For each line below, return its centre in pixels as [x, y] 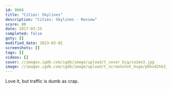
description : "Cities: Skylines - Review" [51, 19]
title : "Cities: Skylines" [34, 15]
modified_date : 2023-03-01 [34, 43]
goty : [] [15, 39]
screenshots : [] [23, 48]
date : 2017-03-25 [24, 29]
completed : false [24, 34]
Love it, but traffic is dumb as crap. [42, 81]
